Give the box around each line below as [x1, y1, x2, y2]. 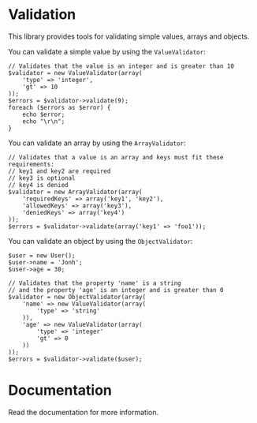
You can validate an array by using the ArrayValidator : [8, 138, 187, 148]
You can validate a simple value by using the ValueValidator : [8, 47, 207, 56]
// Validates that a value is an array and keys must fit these [8, 153, 224, 161]
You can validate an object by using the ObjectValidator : [8, 236, 193, 245]
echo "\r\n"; [22, 117, 65, 125]
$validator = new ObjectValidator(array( [8, 293, 147, 301]
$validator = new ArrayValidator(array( [8, 188, 143, 196]
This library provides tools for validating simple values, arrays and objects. [8, 32, 250, 41]
